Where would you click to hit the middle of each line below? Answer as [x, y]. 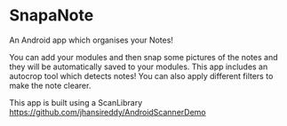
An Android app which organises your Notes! [91, 40]
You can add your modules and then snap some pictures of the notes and [143, 57]
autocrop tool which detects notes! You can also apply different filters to [141, 75]
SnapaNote [52, 16]
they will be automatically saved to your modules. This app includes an [139, 67]
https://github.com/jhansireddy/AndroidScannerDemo [108, 112]
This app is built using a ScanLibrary [76, 102]
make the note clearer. [50, 85]
